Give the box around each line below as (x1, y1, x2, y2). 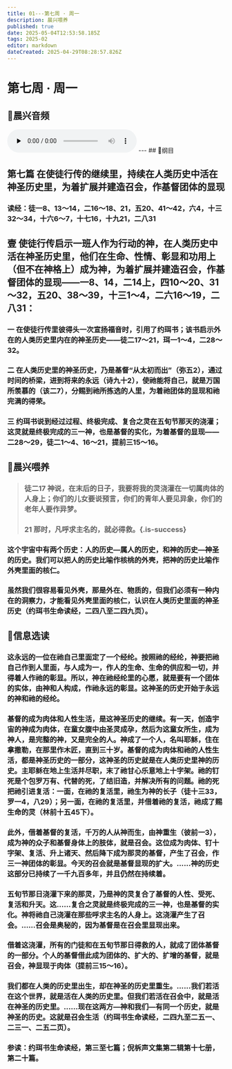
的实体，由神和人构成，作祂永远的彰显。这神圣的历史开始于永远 (7, 683, 220, 693)
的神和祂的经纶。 (7, 693, 64, 703)
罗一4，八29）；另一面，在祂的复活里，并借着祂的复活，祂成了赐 (7, 797, 223, 807)
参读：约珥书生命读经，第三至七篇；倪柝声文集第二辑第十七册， (7, 1043, 220, 1053)
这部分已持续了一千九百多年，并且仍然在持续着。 (7, 869, 171, 878)
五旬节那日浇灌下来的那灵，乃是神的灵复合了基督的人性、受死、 (7, 889, 220, 898)
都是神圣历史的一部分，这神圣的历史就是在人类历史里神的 (21, 755, 213, 765)
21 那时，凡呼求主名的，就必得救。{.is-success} (23, 524, 187, 534)
